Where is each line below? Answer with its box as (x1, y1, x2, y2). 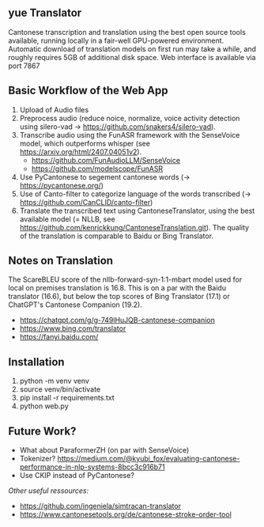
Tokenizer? (19, 454, 56, 464)
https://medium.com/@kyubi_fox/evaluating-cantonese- (57, 454, 240, 464)
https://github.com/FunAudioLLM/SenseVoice (31, 155, 180, 165)
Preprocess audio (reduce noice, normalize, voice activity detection (19, 113, 240, 123)
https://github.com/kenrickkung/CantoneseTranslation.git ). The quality (19, 222, 250, 232)
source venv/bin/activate (19, 385, 101, 394)
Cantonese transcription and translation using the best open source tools (8, 27, 247, 36)
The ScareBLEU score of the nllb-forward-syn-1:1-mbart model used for (8, 275, 243, 284)
